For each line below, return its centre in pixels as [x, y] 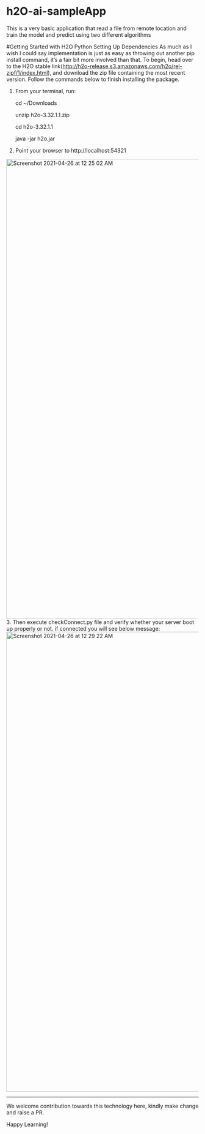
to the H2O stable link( [34, 66]
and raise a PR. [25, 1112]
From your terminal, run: [45, 91]
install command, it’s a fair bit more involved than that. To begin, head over [100, 59]
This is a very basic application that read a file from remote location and [97, 28]
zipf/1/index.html [27, 72]
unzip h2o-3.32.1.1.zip [42, 115]
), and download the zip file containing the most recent [117, 72]
